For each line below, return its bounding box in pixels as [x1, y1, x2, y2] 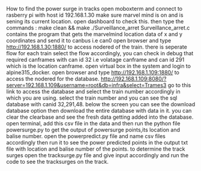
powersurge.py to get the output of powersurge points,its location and [6, 126, 181, 133]
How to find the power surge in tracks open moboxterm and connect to [6, 5, 182, 12]
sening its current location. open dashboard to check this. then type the [6, 18, 184, 25]
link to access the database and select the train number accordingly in [6, 88, 181, 95]
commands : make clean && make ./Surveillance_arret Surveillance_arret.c [6, 24, 190, 31]
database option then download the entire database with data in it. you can [6, 107, 192, 114]
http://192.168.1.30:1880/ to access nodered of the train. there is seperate [6, 43, 188, 50]
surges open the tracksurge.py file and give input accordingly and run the [6, 152, 189, 158]
